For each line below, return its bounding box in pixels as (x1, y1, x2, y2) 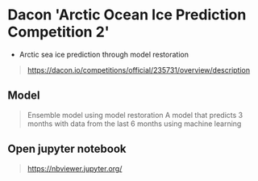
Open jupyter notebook (7, 142, 127, 156)
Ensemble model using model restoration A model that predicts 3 (27, 110, 243, 120)
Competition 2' (7, 23, 110, 41)
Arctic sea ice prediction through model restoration (19, 49, 189, 59)
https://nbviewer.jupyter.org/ (27, 163, 123, 173)
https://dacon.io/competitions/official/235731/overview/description (27, 65, 251, 74)
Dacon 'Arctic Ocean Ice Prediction (7, 6, 247, 24)
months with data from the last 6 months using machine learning (27, 119, 242, 128)
